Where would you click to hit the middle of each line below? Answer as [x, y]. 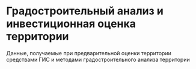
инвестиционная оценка [71, 24]
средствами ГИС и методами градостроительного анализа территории [98, 59]
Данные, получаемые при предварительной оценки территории [89, 53]
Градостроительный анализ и [85, 11]
